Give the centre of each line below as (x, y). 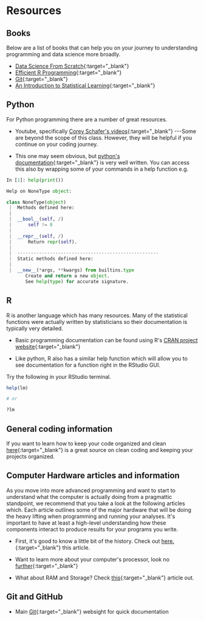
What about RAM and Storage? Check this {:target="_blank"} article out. (104, 578)
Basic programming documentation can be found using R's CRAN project (107, 340)
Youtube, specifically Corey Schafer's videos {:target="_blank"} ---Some (106, 131)
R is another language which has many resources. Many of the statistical (97, 315)
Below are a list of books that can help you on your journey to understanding (102, 48)
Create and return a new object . (68, 276)
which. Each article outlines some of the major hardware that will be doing (99, 509)
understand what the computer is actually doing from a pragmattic (89, 497)
